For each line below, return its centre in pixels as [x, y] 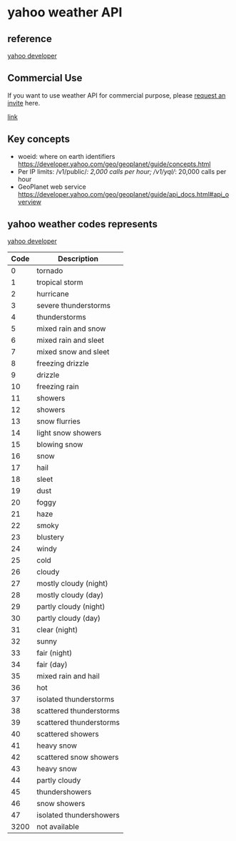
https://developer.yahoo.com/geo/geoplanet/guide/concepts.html [114, 164]
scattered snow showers [78, 758]
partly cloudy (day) [69, 619]
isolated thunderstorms [76, 699]
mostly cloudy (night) [72, 584]
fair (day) [52, 665]
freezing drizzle [63, 363]
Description [78, 259]
